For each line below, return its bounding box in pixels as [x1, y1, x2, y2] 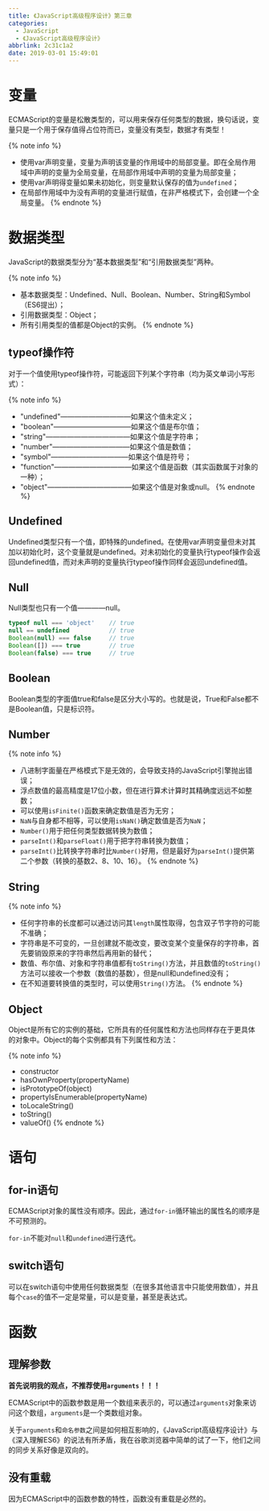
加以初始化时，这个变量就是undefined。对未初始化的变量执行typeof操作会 [8, 547, 254, 557]
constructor [19, 1066, 59, 1076]
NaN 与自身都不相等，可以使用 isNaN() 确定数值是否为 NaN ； [19, 816, 208, 826]
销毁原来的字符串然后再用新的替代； [34, 948, 154, 958]
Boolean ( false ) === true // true [8, 649, 135, 657]
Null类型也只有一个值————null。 [8, 603, 124, 613]
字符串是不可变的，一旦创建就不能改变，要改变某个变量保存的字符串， [19, 938, 253, 948]
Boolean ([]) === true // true [8, 641, 135, 649]
